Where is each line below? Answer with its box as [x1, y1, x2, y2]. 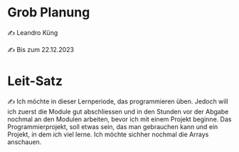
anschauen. [7, 137, 42, 146]
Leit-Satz [7, 73, 63, 89]
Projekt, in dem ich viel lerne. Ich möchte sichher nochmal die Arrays [7, 130, 209, 138]
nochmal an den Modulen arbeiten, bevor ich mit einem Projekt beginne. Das [7, 115, 232, 123]
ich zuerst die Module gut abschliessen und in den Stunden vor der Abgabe [7, 107, 229, 116]
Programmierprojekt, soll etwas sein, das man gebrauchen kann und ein [7, 122, 218, 131]
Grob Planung [7, 4, 90, 21]
